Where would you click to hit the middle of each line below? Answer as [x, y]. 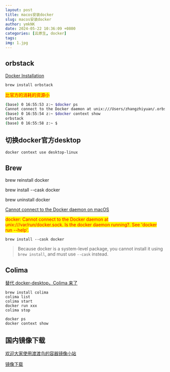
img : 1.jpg [17, 43]
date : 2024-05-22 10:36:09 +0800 [40, 29]
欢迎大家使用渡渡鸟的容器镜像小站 [41, 354]
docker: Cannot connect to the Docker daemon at [57, 219]
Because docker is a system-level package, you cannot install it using [90, 249]
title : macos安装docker [30, 15]
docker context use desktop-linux [42, 152]
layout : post [19, 10]
